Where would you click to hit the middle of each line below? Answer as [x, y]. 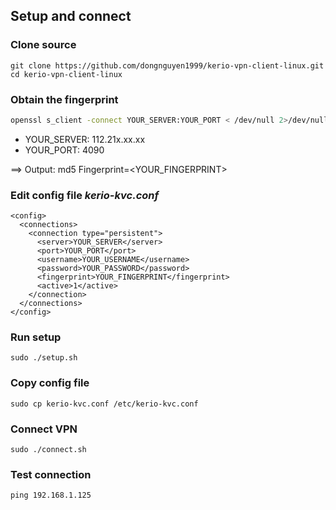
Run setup [36, 337]
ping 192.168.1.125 [51, 495]
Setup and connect [71, 16]
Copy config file [50, 383]
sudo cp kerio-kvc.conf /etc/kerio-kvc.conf [104, 404]
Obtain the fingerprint [64, 99]
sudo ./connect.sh [48, 450]
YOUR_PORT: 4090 [64, 150]
